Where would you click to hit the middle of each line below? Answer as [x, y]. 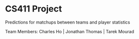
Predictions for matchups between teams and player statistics [68, 22]
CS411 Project [34, 9]
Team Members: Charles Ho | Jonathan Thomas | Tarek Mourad [69, 31]
